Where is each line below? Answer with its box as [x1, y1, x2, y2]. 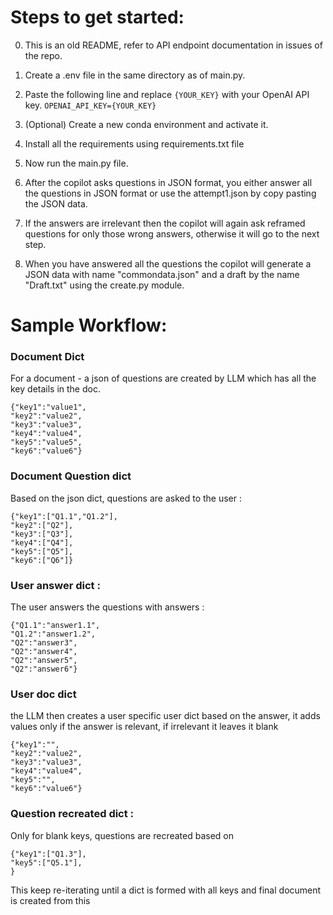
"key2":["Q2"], [10, 520, 74, 530]
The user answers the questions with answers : [10, 601, 205, 613]
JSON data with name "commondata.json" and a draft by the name [24, 268, 300, 280]
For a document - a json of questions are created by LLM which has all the [10, 372, 317, 385]
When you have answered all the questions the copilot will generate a [24, 257, 312, 270]
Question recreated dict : [10, 807, 135, 821]
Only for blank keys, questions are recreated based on [10, 829, 234, 841]
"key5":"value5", [10, 437, 83, 448]
